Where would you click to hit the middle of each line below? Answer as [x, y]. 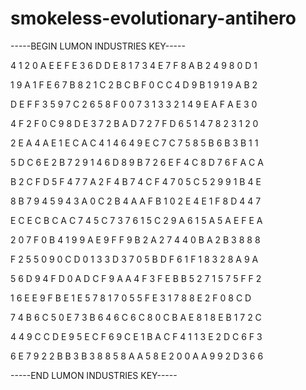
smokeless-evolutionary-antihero [153, 18]
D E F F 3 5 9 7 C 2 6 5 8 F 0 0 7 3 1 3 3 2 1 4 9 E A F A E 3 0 [134, 104]
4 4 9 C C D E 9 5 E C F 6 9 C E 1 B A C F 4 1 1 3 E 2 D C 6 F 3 [136, 336]
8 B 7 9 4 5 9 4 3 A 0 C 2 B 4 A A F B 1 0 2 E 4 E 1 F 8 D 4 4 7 [136, 201]
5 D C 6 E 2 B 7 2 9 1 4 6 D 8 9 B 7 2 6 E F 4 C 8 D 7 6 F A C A [137, 162]
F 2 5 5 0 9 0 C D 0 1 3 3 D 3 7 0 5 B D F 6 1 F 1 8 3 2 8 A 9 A [134, 259]
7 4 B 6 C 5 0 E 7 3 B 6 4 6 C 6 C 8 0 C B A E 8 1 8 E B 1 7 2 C [136, 317]
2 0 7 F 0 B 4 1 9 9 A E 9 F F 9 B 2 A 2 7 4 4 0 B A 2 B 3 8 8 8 [135, 239]
